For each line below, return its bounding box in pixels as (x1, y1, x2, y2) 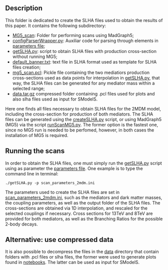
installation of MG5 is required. (5, 132, 68, 138)
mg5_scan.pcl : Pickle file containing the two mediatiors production (12, 69, 150, 75)
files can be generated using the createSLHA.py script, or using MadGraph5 (5, 116, 162, 122)
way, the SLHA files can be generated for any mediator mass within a (12, 80, 155, 86)
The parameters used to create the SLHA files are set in (5, 189, 120, 195)
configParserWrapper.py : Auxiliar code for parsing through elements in (12, 37, 158, 43)
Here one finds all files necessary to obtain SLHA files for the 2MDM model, (5, 105, 161, 111)
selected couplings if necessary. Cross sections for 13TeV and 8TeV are (5, 210, 153, 216)
